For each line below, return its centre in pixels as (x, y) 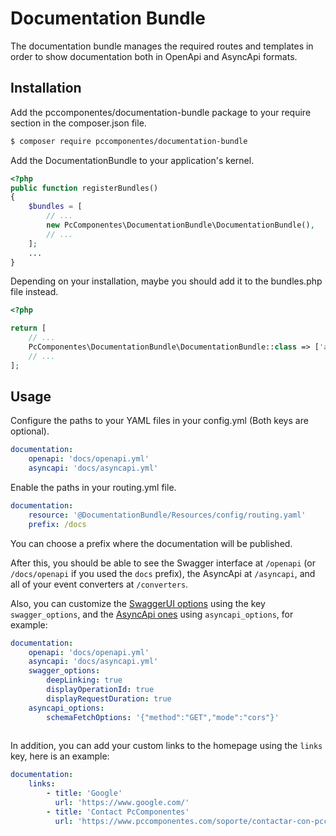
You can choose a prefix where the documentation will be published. (151, 543)
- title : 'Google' (84, 793)
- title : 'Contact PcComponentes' (118, 812)
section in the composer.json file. (78, 123)
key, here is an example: (60, 756)
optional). (30, 431)
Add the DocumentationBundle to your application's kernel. (132, 160)
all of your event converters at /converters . (99, 584)
